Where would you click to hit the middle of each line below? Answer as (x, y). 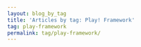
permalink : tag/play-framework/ (54, 33)
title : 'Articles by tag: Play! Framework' (71, 20)
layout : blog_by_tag (37, 13)
